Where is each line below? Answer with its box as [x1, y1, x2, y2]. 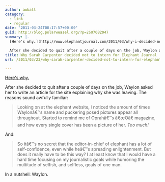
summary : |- [5, 35, 29, 40]
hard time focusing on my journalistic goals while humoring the [17, 156, 145, 162]
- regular [9, 21, 29, 26]
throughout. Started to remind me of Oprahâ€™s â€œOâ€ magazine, [17, 115, 156, 121]
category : [5, 12, 26, 17]
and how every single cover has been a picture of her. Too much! [17, 122, 149, 128]
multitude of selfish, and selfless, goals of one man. [17, 162, 122, 168]
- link [9, 16, 23, 21]
